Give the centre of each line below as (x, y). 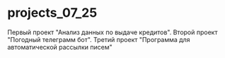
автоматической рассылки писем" (60, 47)
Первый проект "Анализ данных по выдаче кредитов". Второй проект (112, 32)
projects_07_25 (52, 13)
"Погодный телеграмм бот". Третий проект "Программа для (99, 39)
